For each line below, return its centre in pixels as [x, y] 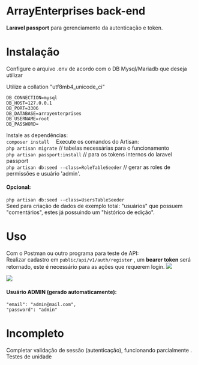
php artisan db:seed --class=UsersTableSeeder [65, 200]
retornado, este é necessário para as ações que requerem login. [85, 267]
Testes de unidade [29, 357]
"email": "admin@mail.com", [41, 305]
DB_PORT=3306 [22, 108]
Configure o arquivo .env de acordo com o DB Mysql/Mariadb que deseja [97, 69]
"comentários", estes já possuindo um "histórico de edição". [80, 212]
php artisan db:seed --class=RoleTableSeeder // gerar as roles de [88, 167]
